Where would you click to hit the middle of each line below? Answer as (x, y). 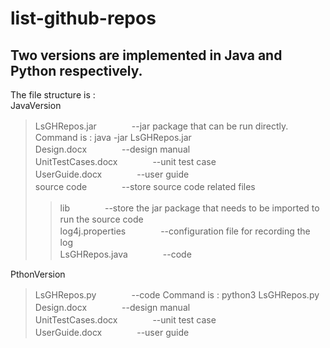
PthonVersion (38, 274)
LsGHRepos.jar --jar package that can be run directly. (161, 126)
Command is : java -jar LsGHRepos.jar (113, 137)
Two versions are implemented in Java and (146, 55)
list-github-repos (83, 18)
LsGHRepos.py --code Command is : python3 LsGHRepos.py (177, 295)
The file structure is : (53, 95)
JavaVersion (36, 105)
